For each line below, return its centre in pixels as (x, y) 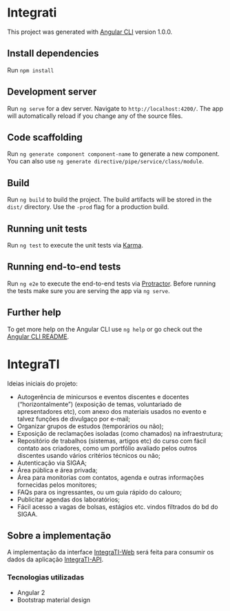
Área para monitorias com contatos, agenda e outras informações (111, 477)
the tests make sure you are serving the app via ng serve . (88, 290)
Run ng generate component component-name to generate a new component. (114, 154)
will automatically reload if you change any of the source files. (95, 116)
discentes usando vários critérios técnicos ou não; (88, 455)
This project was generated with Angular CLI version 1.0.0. (90, 32)
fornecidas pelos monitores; (57, 485)
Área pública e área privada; (57, 470)
